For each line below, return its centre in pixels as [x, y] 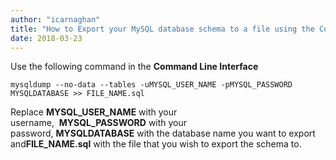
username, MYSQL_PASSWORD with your [99, 123]
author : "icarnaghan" [55, 19]
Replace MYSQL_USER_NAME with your [94, 112]
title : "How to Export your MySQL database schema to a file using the [162, 29]
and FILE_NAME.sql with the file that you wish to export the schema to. [156, 144]
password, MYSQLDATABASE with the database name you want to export [163, 133]
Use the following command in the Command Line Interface [134, 67]
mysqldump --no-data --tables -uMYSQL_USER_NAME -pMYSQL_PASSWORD [151, 85]
